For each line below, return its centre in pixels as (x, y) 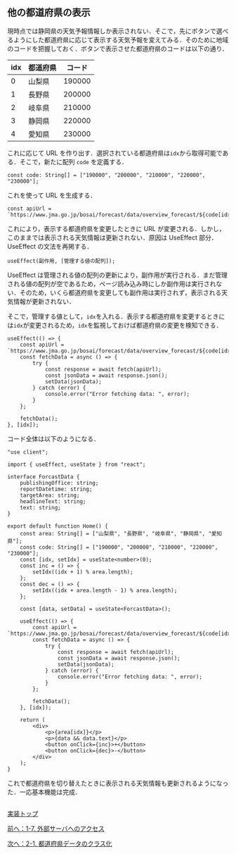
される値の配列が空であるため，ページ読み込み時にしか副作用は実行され (112, 283)
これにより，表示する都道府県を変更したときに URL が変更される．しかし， (116, 228)
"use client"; (28, 452)
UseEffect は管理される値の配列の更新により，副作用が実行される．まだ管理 (118, 275)
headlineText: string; (53, 501)
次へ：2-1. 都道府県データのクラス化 (60, 843)
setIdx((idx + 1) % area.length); (83, 572)
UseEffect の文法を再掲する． (50, 246)
